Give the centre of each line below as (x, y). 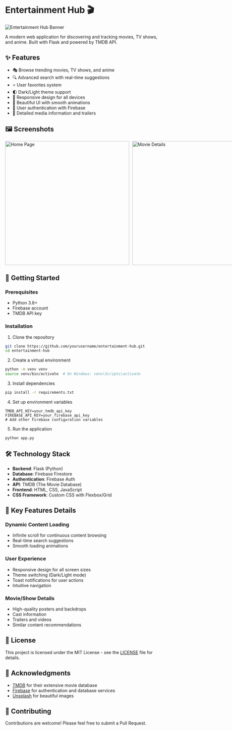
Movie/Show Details (30, 598)
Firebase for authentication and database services (64, 690)
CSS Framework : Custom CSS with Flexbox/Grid (62, 495)
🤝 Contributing (28, 711)
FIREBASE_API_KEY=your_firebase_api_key (48, 415)
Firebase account (30, 308)
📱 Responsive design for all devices (49, 97)
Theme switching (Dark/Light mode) (49, 575)
